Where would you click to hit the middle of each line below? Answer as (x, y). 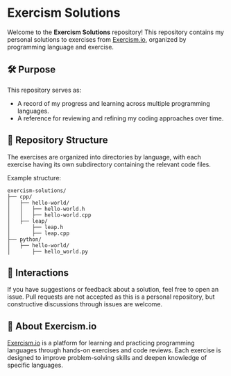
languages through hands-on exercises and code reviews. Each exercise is (114, 350)
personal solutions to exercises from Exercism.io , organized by (97, 39)
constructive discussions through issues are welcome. (85, 304)
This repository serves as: (44, 90)
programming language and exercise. (61, 47)
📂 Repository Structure (58, 140)
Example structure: (34, 178)
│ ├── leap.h (35, 227)
